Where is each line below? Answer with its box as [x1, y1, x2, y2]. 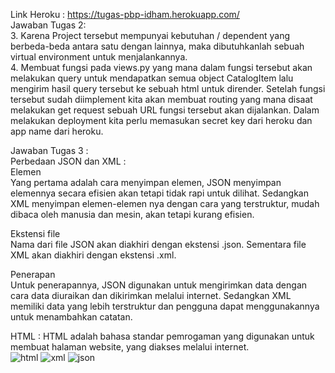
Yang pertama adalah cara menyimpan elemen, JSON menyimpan [10, 177, 282, 188]
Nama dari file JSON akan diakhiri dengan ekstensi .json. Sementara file [10, 239, 307, 250]
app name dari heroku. [10, 125, 104, 137]
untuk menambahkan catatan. [10, 311, 133, 323]
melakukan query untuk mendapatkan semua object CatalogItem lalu [10, 72, 294, 84]
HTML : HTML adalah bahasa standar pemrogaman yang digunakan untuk [10, 330, 315, 342]
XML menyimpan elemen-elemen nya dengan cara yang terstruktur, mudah [10, 198, 320, 209]
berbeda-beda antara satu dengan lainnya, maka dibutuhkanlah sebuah [10, 40, 305, 52]
